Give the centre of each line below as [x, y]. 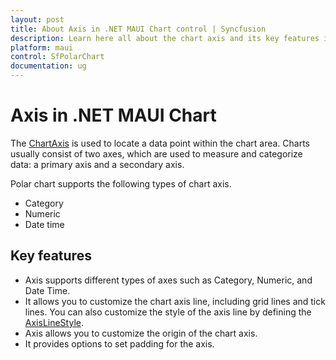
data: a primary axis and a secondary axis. [97, 164]
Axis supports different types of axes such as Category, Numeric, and [168, 280]
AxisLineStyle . [54, 322]
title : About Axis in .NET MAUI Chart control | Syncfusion [138, 29]
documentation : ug [48, 66]
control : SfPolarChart [57, 57]
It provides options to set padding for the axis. [119, 343]
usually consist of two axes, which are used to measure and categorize [156, 153]
